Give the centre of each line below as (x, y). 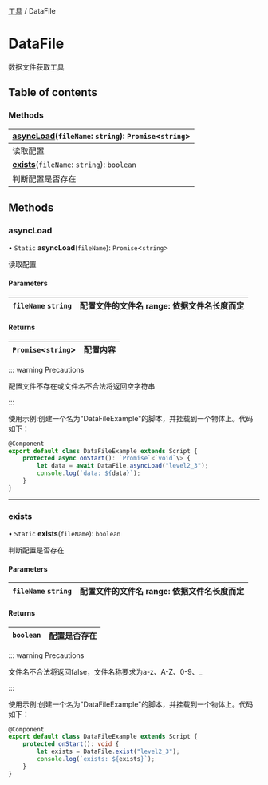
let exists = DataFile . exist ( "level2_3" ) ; (108, 752)
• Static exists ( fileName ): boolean (65, 534)
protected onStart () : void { (71, 744)
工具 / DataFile (32, 11)
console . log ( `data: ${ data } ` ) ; (89, 473)
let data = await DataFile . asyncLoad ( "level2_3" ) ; (123, 466)
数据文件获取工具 (36, 66)
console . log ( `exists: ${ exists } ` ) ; (96, 759)
